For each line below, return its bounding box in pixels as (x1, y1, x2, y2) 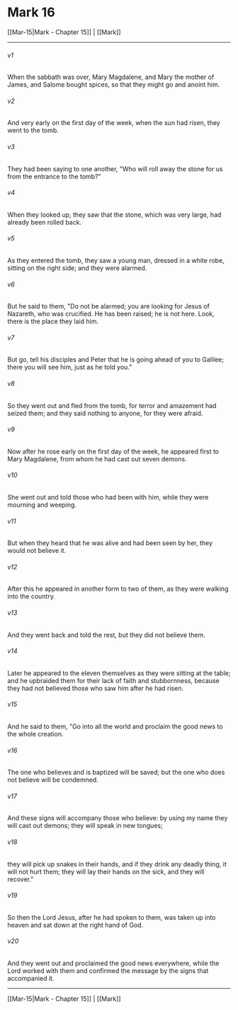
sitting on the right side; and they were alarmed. (7, 264, 147, 272)
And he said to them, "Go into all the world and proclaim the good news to (7, 722, 223, 731)
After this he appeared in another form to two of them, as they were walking (7, 584, 229, 593)
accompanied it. (7, 974, 55, 982)
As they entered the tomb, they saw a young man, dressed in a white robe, (7, 256, 225, 264)
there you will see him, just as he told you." (7, 363, 132, 372)
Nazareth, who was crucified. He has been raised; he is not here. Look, (7, 310, 215, 318)
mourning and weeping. (7, 500, 76, 509)
